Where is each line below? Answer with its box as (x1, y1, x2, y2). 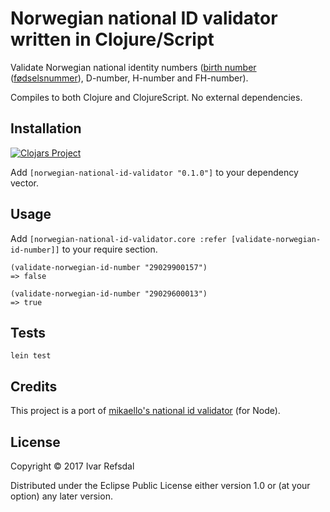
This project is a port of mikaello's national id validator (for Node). (10, 405, 281, 417)
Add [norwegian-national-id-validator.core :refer (10, 232, 227, 244)
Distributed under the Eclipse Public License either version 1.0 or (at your (10, 480, 311, 491)
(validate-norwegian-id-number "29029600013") (10, 288, 208, 299)
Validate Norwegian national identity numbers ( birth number (10, 61, 257, 73)
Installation (10, 120, 82, 137)
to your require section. (61, 243, 158, 255)
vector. (10, 177, 40, 189)
